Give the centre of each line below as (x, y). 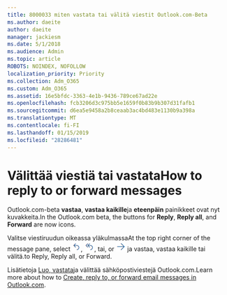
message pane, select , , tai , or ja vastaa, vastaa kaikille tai (107, 249)
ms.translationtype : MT (42, 118)
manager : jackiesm (34, 37)
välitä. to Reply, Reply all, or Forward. (60, 257)
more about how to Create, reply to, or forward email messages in (102, 278)
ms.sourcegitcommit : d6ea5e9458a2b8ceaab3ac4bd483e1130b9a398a (101, 111)
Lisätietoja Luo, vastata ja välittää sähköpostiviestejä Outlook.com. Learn (110, 270)
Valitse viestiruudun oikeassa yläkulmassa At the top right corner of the (109, 238)
